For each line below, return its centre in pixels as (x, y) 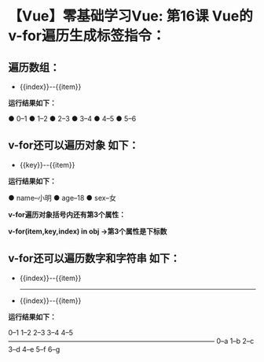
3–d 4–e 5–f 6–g (34, 349)
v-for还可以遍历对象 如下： (73, 145)
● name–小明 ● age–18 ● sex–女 (62, 198)
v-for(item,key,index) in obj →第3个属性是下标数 (88, 231)
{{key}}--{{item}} (47, 164)
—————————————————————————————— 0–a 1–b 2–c (131, 341)
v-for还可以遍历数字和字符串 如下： (94, 259)
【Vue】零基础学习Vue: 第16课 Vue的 (130, 16)
